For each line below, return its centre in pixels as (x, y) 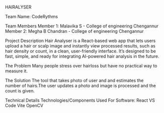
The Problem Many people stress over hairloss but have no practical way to (81, 66)
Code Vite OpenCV (24, 105)
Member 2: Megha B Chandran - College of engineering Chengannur (74, 31)
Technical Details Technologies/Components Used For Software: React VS (80, 100)
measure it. (16, 71)
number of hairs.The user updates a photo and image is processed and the (81, 86)
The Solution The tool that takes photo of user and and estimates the (74, 80)
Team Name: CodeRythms (32, 16)
